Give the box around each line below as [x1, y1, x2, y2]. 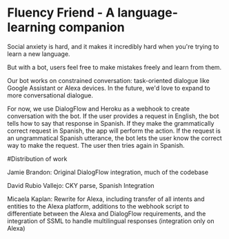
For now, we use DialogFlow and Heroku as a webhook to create [7, 104, 190, 113]
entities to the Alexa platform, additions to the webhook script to [7, 202, 190, 210]
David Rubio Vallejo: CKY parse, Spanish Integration [7, 181, 155, 189]
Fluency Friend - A [7, 5, 115, 21]
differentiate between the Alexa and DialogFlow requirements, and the [7, 209, 206, 218]
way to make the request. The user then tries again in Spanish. [7, 141, 185, 149]
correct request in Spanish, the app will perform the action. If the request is [7, 126, 221, 135]
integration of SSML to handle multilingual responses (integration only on [7, 216, 215, 225]
